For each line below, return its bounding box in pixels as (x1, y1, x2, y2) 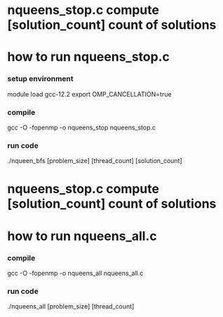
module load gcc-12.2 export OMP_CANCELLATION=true (7, 90, 172, 98)
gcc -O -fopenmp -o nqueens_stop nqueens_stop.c (7, 123, 156, 132)
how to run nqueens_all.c (7, 228, 157, 244)
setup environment (7, 74, 74, 84)
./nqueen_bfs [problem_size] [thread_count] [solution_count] (7, 157, 182, 165)
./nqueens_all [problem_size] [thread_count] (7, 302, 135, 311)
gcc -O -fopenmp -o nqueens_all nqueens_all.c (7, 269, 144, 277)
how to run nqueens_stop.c (7, 49, 170, 65)
